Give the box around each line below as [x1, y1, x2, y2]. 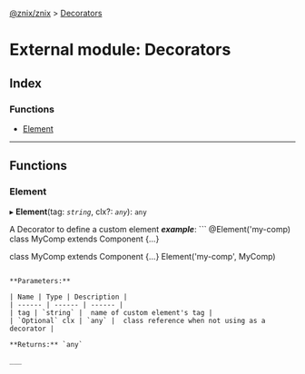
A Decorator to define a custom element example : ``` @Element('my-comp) [9, 223, 291, 234]
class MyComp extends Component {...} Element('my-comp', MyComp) [9, 251, 276, 261]
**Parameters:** [9, 276, 71, 285]
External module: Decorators [9, 40, 231, 60]
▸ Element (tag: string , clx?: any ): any [9, 206, 147, 217]
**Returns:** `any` [9, 340, 84, 349]
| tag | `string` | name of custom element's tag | [9, 308, 213, 317]
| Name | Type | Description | [9, 292, 128, 301]
